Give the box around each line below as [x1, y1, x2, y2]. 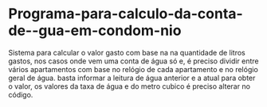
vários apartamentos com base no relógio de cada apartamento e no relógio [8, 64, 259, 74]
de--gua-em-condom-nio [8, 21, 182, 40]
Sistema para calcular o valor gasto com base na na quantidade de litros [8, 48, 245, 57]
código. [8, 90, 33, 99]
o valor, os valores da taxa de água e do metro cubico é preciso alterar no [8, 81, 251, 91]
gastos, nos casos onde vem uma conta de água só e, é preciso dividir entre [8, 56, 259, 66]
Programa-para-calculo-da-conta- [8, 5, 243, 23]
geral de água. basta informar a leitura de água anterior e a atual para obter [8, 73, 256, 82]
